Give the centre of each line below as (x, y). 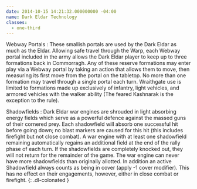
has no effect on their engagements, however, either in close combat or (92, 174)
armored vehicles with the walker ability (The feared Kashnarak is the (90, 94)
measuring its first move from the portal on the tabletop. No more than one (96, 75)
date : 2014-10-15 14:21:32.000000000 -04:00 (61, 11)
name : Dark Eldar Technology (42, 17)
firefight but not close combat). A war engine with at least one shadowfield (96, 137)
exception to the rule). (33, 101)
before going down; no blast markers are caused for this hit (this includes (95, 130)
